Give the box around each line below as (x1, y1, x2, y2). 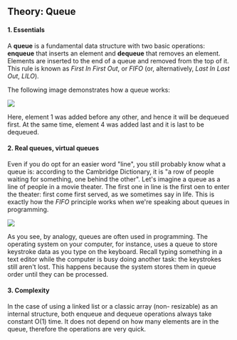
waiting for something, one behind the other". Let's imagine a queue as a (7, 174, 221, 184)
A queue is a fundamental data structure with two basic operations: (7, 41, 205, 50)
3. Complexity (7, 286, 50, 294)
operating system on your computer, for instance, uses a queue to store (7, 240, 218, 248)
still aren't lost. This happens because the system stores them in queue (7, 262, 216, 271)
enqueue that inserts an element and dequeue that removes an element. (7, 49, 221, 58)
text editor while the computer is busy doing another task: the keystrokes (7, 255, 222, 263)
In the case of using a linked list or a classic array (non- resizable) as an (7, 302, 218, 310)
